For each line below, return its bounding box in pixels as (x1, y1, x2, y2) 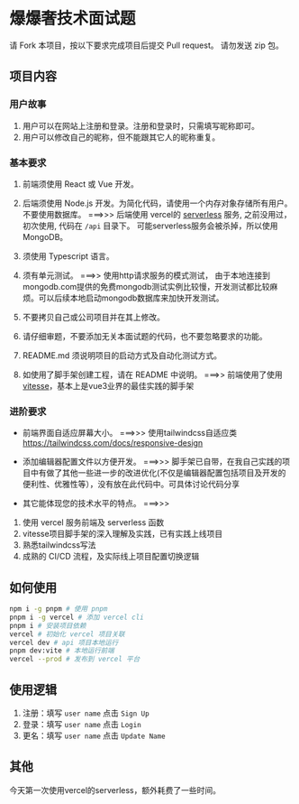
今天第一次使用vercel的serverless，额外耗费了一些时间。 (9, 784, 221, 795)
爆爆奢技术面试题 (9, 8, 137, 29)
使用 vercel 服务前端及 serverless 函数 (22, 517, 165, 528)
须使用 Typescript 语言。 (22, 250, 114, 262)
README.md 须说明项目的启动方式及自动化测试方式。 (22, 349, 222, 361)
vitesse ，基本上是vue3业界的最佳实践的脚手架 (22, 380, 195, 391)
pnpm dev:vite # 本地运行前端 (9, 646, 114, 655)
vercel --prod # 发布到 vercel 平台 (9, 655, 140, 664)
